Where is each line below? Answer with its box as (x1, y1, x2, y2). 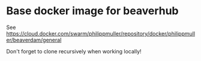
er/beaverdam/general (6, 36, 62, 43)
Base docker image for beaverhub (6, 4, 179, 18)
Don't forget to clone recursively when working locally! (6, 47, 142, 54)
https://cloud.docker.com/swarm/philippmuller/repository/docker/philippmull (6, 30, 196, 37)
